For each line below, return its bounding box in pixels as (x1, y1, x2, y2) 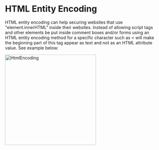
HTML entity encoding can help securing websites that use (5, 19, 123, 25)
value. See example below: (5, 45, 59, 51)
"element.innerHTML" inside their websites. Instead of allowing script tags (5, 24, 153, 30)
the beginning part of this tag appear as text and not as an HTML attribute (5, 40, 153, 45)
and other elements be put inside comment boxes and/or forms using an (5, 29, 149, 35)
